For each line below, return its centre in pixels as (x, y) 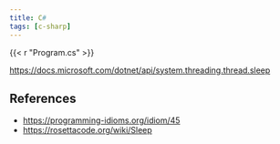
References (43, 98)
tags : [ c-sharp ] (40, 26)
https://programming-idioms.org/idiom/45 (101, 120)
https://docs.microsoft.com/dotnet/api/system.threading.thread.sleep (140, 70)
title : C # (28, 18)
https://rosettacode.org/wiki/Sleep (87, 130)
